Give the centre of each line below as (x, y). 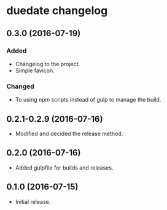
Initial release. (33, 201)
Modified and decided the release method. (69, 133)
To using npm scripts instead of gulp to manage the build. (88, 100)
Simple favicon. (35, 70)
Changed (21, 86)
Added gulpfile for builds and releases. (64, 167)
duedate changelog (57, 11)
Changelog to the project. (48, 64)
